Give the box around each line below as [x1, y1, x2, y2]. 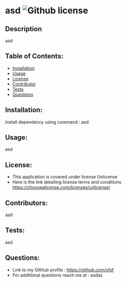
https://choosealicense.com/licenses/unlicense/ [12, 185, 110, 190]
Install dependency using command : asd [5, 119, 89, 125]
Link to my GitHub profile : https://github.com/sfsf [12, 267, 114, 273]
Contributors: [5, 198, 48, 207]
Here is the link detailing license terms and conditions [12, 179, 122, 185]
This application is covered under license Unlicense [12, 174, 118, 180]
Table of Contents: [5, 52, 64, 60]
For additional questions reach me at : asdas [12, 272, 103, 278]
